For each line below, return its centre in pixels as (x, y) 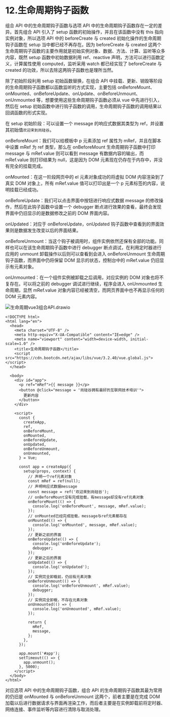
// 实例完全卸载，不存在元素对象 (58, 600)
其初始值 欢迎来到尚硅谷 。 (30, 130)
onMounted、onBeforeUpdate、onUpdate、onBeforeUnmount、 (73, 93)
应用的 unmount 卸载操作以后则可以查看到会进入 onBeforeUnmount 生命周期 (85, 254)
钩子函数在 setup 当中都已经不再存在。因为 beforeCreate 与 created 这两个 (83, 44)
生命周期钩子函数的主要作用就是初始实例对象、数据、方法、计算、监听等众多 (85, 51)
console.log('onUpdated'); (61, 567)
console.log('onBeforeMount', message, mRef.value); (89, 506)
